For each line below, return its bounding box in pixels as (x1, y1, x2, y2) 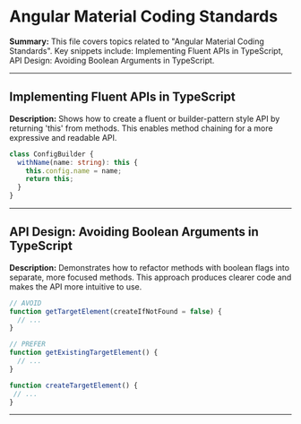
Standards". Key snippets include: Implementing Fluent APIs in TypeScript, (9, 45, 284, 56)
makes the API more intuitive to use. (9, 281, 142, 292)
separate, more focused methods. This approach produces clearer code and (9, 272, 292, 282)
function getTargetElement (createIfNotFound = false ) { (9, 307, 222, 316)
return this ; (25, 175, 74, 184)
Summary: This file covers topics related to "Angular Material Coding (9, 36, 264, 47)
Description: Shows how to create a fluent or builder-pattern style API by (9, 113, 280, 124)
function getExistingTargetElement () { (9, 348, 159, 358)
